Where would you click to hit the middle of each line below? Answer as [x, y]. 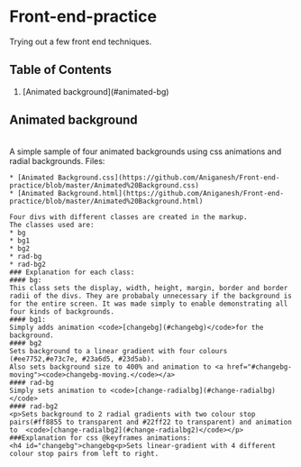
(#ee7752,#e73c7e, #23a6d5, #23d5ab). [82, 359]
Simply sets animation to [58, 390]
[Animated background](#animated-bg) [96, 91]
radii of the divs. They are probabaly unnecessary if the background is [151, 296]
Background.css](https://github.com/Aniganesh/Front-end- [169, 178]
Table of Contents [61, 70]
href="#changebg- [260, 367]
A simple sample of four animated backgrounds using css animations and [146, 151]
